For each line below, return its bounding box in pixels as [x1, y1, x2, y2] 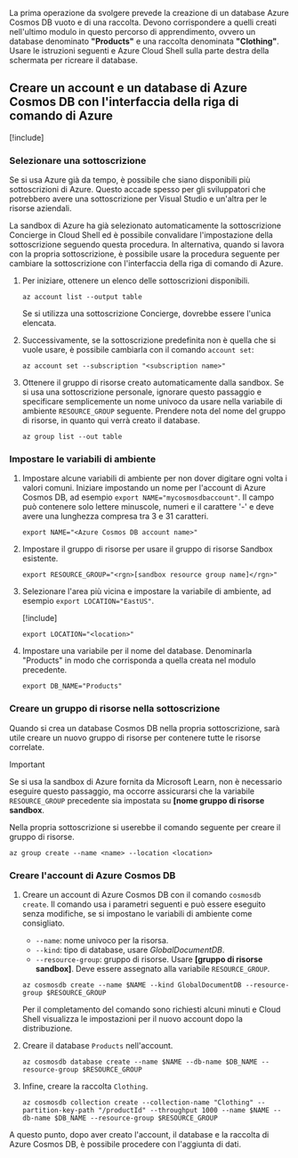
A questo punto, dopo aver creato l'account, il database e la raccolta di [9, 1129, 270, 1139]
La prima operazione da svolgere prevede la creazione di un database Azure [9, 8, 289, 18]
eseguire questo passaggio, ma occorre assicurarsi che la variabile [9, 786, 255, 796]
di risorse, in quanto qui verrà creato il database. [21, 415, 200, 426]
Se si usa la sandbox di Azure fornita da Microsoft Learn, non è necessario [9, 776, 283, 787]
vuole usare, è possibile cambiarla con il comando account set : [21, 345, 254, 355]
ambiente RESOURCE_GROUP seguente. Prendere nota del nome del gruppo [21, 405, 286, 417]
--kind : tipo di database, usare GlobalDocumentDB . [35, 944, 225, 955]
